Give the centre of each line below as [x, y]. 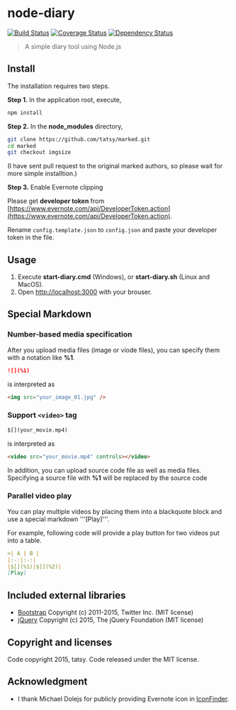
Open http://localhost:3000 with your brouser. [85, 292]
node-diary [41, 13]
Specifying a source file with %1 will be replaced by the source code [107, 478]
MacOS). [30, 285]
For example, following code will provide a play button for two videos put [113, 532]
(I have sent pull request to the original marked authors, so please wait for [115, 166]
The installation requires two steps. [58, 86]
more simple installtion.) [43, 174]
